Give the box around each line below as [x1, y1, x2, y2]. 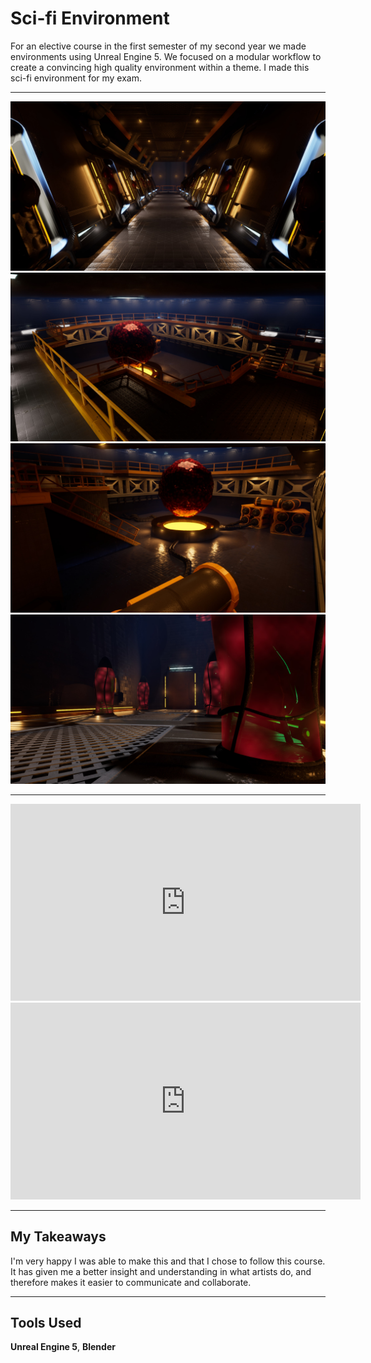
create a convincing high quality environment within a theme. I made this [10, 61, 310, 73]
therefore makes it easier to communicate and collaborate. [10, 1276, 252, 1288]
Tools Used [10, 1314, 82, 1331]
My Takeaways [10, 1228, 107, 1246]
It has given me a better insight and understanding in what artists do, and [10, 1265, 312, 1277]
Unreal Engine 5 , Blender [10, 1341, 116, 1353]
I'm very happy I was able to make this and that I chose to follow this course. [10, 1255, 326, 1267]
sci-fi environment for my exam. [10, 72, 143, 84]
